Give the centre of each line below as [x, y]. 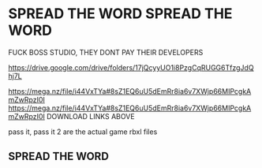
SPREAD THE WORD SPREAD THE [120, 14]
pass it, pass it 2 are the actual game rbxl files [83, 132]
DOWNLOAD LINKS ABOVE [91, 116]
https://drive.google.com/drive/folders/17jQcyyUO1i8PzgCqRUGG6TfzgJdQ [131, 67]
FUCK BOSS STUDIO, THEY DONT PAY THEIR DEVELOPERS [106, 52]
